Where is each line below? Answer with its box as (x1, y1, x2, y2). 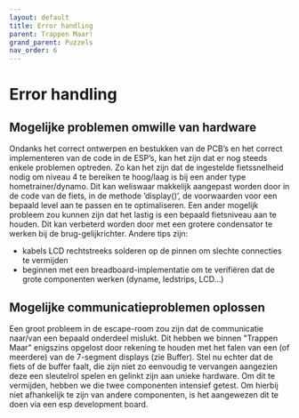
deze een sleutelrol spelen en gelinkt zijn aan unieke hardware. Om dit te (9, 370, 276, 381)
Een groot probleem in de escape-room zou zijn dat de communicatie (9, 323, 264, 334)
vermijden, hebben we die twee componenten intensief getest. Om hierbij (9, 380, 279, 390)
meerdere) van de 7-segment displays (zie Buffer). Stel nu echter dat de (9, 351, 273, 362)
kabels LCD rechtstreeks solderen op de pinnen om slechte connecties (21, 245, 282, 256)
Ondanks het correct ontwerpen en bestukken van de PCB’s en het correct (9, 143, 283, 154)
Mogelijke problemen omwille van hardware (9, 119, 256, 134)
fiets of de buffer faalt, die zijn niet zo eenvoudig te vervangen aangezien (9, 361, 279, 372)
